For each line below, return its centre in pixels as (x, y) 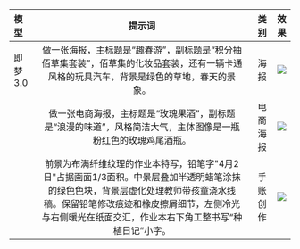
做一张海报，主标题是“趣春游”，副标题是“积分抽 (142, 50)
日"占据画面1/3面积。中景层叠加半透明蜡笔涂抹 (142, 177)
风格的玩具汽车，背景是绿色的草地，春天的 (137, 77)
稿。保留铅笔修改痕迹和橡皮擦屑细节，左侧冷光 (142, 204)
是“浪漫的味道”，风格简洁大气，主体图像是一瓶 (142, 127)
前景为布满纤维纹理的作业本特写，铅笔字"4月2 (142, 164)
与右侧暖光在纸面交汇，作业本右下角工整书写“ (137, 217)
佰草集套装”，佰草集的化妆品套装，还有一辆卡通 (142, 63)
